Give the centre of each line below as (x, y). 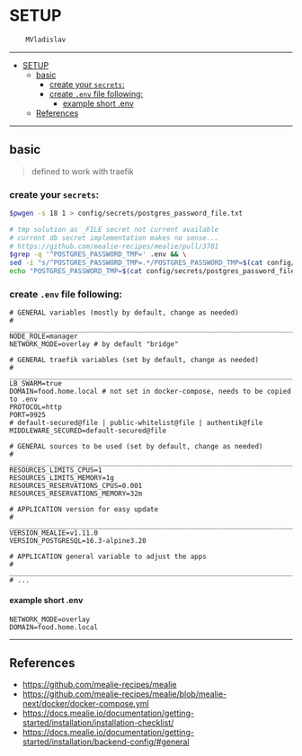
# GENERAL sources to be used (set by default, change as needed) (136, 447)
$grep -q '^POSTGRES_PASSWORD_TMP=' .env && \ (98, 254)
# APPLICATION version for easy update (84, 510)
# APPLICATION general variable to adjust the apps (108, 557)
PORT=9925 (28, 415)
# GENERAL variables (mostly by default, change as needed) (124, 313)
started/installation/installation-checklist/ (98, 723)
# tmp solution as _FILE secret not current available (114, 229)
